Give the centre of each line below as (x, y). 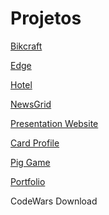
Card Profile (35, 143)
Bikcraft (26, 46)
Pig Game (30, 162)
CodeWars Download (54, 201)
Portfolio (28, 181)
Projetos (46, 18)
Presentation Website (54, 123)
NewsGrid (31, 104)
